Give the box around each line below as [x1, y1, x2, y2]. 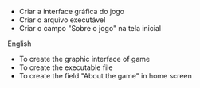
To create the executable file [18, 63, 113, 72]
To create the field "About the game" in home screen [18, 71, 192, 80]
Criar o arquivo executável [18, 15, 106, 25]
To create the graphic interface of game [18, 55, 151, 63]
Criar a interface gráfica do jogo [18, 7, 125, 16]
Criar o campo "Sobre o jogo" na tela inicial [18, 24, 161, 33]
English [7, 39, 32, 48]
